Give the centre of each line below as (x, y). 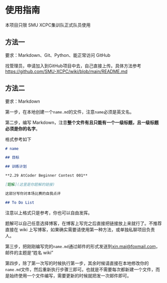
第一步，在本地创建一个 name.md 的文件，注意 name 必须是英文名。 (70, 112)
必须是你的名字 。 (23, 129)
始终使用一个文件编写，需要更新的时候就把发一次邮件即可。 (70, 276)
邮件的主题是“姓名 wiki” (29, 253)
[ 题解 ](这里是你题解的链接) (30, 185)
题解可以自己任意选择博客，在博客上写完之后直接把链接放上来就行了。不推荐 (83, 223)
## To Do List (20, 202)
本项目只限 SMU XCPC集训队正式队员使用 (48, 25)
